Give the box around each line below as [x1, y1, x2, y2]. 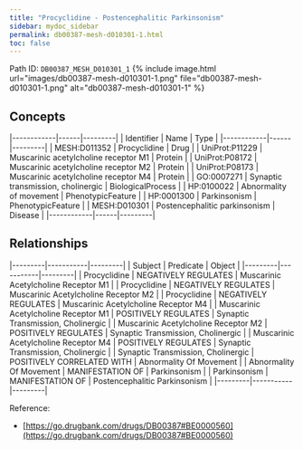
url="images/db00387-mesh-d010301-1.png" [9, 73, 178, 84]
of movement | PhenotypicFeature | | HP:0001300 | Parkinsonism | [9, 191, 257, 202]
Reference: [9, 402, 51, 413]
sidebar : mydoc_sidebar [9, 22, 99, 31]
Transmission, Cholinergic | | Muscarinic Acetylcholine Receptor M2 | [9, 318, 268, 329]
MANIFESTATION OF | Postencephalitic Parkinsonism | [9, 375, 213, 386]
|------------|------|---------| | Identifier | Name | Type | [9, 133, 219, 144]
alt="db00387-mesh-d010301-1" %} [70, 82, 205, 93]
